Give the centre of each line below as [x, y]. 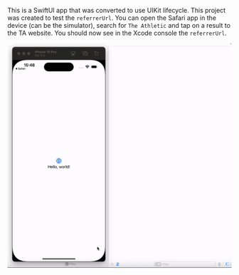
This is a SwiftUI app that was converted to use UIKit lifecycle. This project [117, 10]
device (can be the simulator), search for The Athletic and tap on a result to [119, 25]
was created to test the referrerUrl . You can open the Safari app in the [112, 18]
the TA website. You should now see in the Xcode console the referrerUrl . [117, 33]
